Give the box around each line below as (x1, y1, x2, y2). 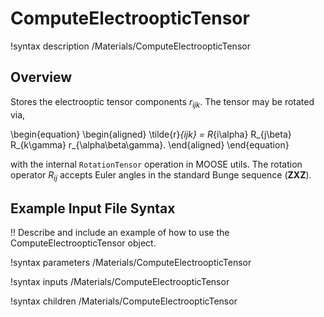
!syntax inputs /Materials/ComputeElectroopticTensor (10, 276, 230, 288)
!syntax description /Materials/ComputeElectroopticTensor (10, 40, 251, 52)
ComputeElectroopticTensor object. (10, 237, 157, 249)
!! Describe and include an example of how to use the (10, 227, 230, 239)
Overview (10, 69, 73, 86)
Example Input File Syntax (10, 200, 176, 217)
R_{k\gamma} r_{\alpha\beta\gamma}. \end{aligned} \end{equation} (10, 138, 290, 151)
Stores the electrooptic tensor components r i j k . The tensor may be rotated (10, 95, 315, 110)
